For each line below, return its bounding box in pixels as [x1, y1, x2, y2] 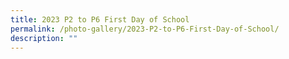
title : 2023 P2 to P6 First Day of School [10, 14, 190, 25]
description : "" [10, 33, 78, 43]
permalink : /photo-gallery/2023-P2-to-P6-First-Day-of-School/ [10, 24, 280, 34]
